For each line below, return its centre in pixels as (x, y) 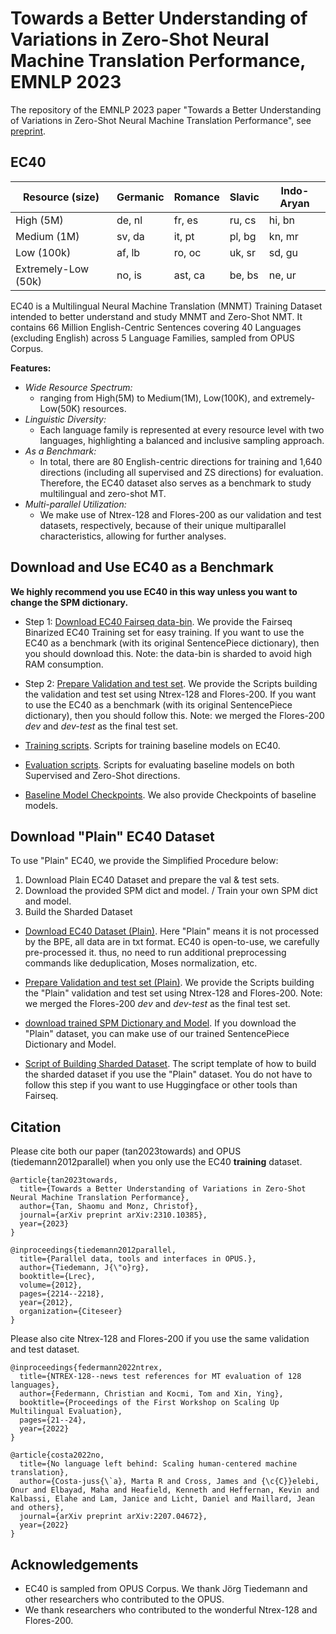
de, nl (129, 220)
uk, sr (242, 252)
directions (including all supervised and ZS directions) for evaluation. (181, 472)
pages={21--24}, (53, 1420)
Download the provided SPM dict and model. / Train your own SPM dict (171, 891)
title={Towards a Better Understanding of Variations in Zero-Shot (163, 1189)
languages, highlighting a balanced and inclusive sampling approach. (182, 440)
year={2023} (44, 1224)
